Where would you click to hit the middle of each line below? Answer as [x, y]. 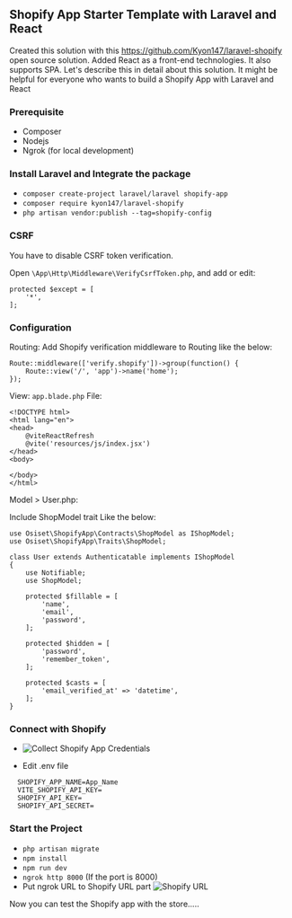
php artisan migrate [61, 849]
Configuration [40, 327]
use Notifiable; [56, 573]
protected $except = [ [52, 289]
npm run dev [44, 868]
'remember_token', [76, 659]
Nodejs [35, 141]
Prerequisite [37, 111]
